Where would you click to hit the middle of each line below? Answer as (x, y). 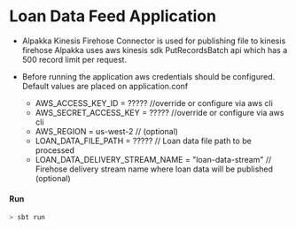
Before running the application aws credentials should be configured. (148, 76)
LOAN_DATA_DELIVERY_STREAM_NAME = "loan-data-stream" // (153, 159)
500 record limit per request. (74, 59)
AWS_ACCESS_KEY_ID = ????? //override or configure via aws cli (154, 103)
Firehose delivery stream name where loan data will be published (154, 169)
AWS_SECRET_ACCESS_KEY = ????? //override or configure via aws (160, 112)
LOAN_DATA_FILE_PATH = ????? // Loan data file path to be (144, 141)
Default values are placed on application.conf (105, 86)
